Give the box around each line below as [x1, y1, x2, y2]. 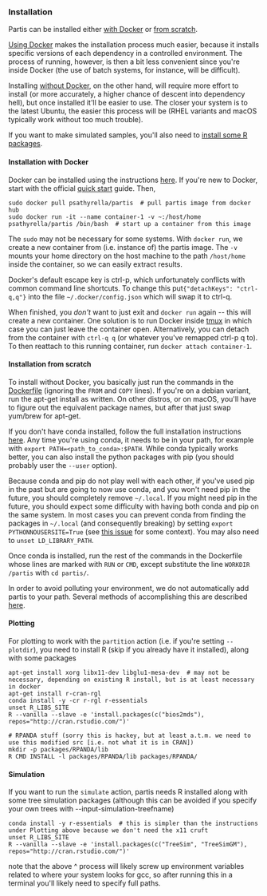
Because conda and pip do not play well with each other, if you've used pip [8, 476, 255, 486]
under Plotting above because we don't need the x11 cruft [8, 827, 209, 835]
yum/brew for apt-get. [8, 410, 81, 421]
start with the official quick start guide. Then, [8, 183, 156, 193]
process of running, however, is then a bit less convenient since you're [8, 57, 241, 66]
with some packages [8, 653, 77, 663]
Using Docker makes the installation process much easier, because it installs [8, 40, 260, 50]
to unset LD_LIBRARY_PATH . [8, 535, 94, 545]
